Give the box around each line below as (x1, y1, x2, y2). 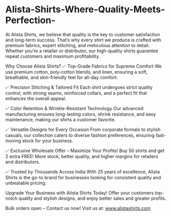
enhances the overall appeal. (5, 95, 67, 101)
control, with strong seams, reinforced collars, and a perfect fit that (5, 90, 147, 96)
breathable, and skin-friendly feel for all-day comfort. (5, 74, 118, 80)
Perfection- (5, 14, 55, 26)
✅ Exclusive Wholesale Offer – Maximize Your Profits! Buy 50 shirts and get (5, 147, 165, 154)
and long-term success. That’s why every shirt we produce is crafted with (5, 37, 162, 43)
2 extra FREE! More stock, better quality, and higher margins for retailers (5, 153, 158, 159)
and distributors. (5, 159, 40, 165)
